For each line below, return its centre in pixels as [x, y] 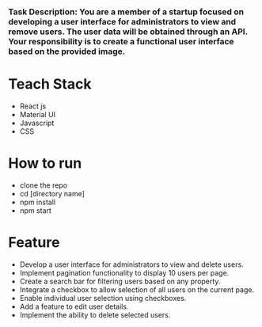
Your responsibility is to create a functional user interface [122, 41]
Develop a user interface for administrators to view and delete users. [131, 264]
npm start [35, 210]
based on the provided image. [67, 51]
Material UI [38, 114]
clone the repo [44, 185]
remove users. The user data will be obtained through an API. [128, 32]
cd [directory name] [52, 193]
